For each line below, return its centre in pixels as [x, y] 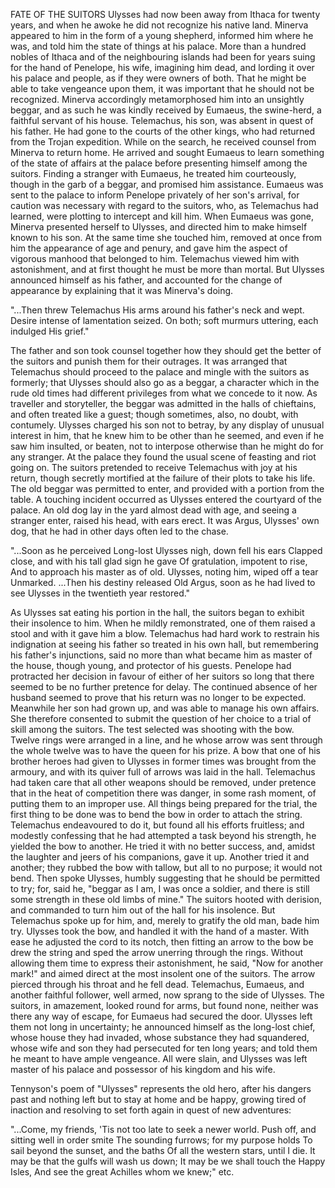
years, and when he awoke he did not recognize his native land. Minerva [159, 25]
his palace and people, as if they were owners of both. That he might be [158, 78]
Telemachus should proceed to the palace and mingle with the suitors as [160, 372]
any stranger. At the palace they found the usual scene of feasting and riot [163, 457]
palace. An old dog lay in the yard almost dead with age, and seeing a [153, 510]
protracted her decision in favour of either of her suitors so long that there [162, 676]
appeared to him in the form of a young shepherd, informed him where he [162, 35]
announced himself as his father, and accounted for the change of [146, 280]
